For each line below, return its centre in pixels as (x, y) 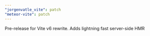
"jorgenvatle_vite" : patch (33, 10)
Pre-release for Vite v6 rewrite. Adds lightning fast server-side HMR (75, 28)
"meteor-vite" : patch (27, 14)
